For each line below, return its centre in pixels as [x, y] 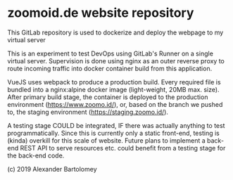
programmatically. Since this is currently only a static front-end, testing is [113, 133]
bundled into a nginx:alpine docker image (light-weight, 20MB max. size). [113, 89]
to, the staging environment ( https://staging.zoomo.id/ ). [88, 112]
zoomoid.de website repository [101, 13]
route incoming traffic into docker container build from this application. [110, 68]
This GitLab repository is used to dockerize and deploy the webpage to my [115, 32]
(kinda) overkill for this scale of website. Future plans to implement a [106, 140]
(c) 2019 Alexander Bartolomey [52, 169]
